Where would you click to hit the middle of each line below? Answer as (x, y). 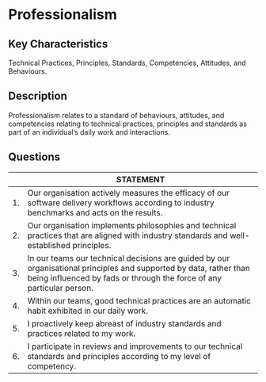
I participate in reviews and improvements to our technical (135, 346)
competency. (52, 366)
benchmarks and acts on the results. (95, 212)
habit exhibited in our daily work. (88, 311)
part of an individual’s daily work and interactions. (89, 132)
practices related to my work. (82, 333)
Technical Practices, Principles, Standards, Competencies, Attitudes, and (127, 63)
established (49, 245)
